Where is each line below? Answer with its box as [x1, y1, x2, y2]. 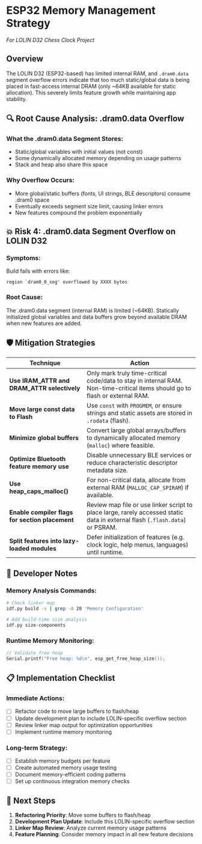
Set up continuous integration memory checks [14, 778, 130, 785]
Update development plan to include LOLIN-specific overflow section [14, 715, 186, 722]
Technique [29, 359, 61, 367]
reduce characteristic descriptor [87, 458, 178, 467]
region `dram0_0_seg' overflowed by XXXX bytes [6, 279, 128, 285]
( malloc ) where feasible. [87, 441, 155, 449]
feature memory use [9, 462, 69, 470]
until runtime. [87, 548, 124, 556]
